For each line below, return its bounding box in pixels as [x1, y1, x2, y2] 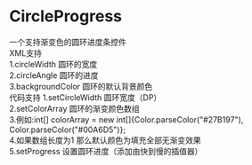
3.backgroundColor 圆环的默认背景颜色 [9, 81, 153, 91]
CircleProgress [9, 6, 123, 27]
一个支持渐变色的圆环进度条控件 [9, 36, 126, 47]
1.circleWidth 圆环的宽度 [9, 59, 98, 69]
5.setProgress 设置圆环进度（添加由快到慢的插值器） [9, 145, 203, 156]
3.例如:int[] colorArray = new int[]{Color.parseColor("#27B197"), [9, 114, 244, 125]
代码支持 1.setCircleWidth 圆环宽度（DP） [9, 91, 162, 103]
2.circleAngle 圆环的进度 [9, 69, 100, 81]
